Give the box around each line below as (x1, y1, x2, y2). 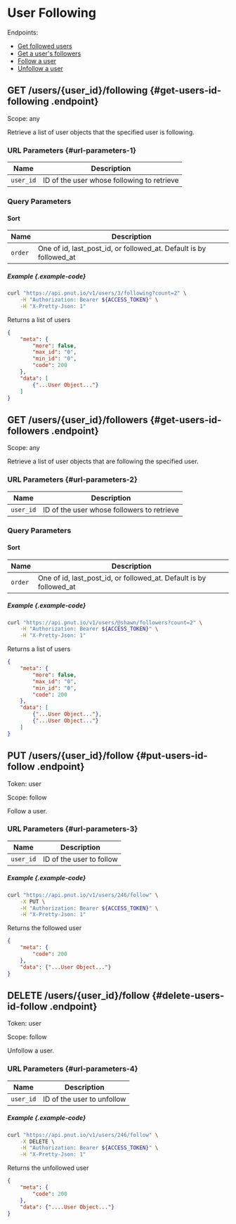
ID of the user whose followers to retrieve (43, 505, 179, 515)
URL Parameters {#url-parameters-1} (7, 146, 137, 155)
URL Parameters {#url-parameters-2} (7, 475, 138, 484)
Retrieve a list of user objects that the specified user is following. (7, 128, 195, 136)
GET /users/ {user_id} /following (7, 84, 148, 96)
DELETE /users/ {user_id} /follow (7, 989, 150, 1001)
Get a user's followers (17, 49, 81, 58)
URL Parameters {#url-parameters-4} (7, 1064, 138, 1074)
